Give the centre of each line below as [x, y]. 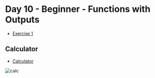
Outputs [22, 20]
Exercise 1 [23, 33]
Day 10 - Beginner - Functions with [78, 9]
